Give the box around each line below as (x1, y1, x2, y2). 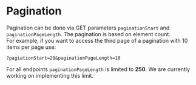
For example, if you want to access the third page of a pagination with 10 (6, 37, 188, 44)
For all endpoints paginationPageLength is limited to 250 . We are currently (6, 65, 190, 73)
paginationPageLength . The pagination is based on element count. (6, 30, 171, 37)
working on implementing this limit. (6, 72, 94, 79)
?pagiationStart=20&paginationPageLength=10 (6, 55, 121, 61)
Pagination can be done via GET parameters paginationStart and (6, 24, 170, 31)
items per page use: (6, 43, 56, 51)
